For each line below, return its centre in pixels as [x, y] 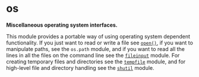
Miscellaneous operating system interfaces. [62, 25]
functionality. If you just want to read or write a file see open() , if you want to [99, 43]
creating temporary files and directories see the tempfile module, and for [96, 62]
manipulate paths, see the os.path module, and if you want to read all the [96, 49]
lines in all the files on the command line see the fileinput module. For [93, 55]
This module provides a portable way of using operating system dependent [98, 36]
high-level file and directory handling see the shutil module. [80, 68]
